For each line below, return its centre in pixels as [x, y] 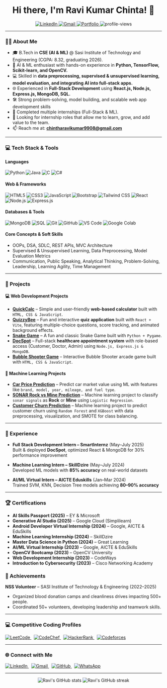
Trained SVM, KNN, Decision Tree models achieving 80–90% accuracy [85, 485]
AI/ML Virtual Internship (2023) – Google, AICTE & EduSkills [75, 547]
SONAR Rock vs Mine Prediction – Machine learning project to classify [85, 395]
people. [20, 602]
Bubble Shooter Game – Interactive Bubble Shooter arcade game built [84, 357]
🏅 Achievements [25, 576]
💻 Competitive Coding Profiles [43, 625]
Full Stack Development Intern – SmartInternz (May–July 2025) [78, 444]
